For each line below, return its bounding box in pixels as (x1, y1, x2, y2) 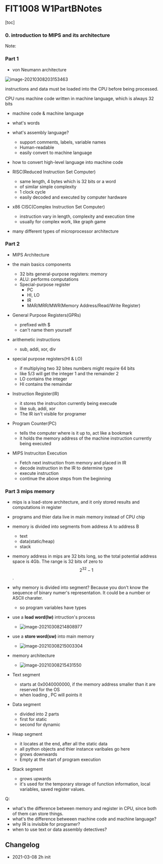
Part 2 (5, 241, 20, 248)
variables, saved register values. (19, 786, 86, 792)
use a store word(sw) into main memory (12, 633, 95, 639)
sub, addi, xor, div (19, 346, 56, 352)
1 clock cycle (19, 189, 46, 195)
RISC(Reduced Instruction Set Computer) (12, 169, 96, 175)
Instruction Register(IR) (12, 391, 60, 397)
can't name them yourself (19, 327, 72, 333)
